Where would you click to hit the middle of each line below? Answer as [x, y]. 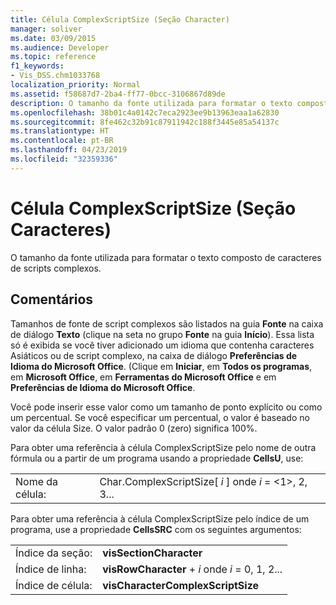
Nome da [37, 481]
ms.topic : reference [53, 57]
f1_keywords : [37, 66]
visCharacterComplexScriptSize [181, 585]
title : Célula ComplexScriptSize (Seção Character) [120, 19]
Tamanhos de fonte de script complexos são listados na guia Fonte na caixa [167, 323]
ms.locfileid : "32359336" [64, 159]
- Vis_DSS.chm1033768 [55, 76]
